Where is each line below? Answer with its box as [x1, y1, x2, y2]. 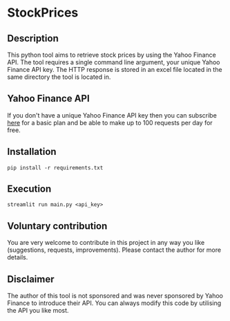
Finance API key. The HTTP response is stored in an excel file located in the [7, 66, 222, 73]
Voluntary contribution [7, 220, 108, 232]
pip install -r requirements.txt [7, 164, 104, 171]
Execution [7, 183, 52, 195]
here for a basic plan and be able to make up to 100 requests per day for [7, 118, 213, 127]
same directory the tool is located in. [7, 73, 111, 81]
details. [7, 253, 28, 262]
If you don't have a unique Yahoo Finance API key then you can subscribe [7, 111, 218, 119]
